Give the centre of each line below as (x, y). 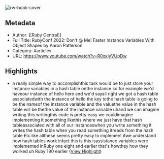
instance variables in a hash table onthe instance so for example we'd (83, 88)
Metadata (20, 23)
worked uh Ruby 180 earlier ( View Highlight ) (57, 151)
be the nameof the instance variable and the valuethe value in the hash (84, 104)
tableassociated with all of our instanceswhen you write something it (82, 125)
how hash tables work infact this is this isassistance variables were (80, 141)
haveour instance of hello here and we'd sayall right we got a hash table (85, 94)
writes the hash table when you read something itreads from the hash (83, 130)
